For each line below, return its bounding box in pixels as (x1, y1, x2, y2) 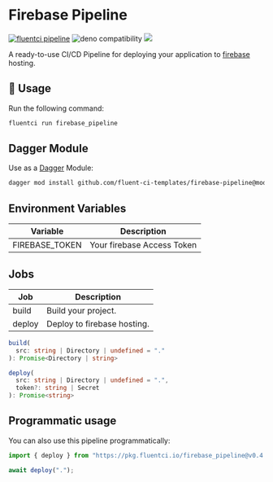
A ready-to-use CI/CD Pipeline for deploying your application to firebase (8, 49, 250, 59)
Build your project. (46, 305, 116, 316)
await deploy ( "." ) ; (8, 466, 75, 474)
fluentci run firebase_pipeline (8, 119, 118, 127)
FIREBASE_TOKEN (12, 239, 82, 251)
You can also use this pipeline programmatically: (8, 436, 171, 445)
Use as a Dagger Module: (8, 163, 93, 173)
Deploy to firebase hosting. (46, 318, 150, 329)
